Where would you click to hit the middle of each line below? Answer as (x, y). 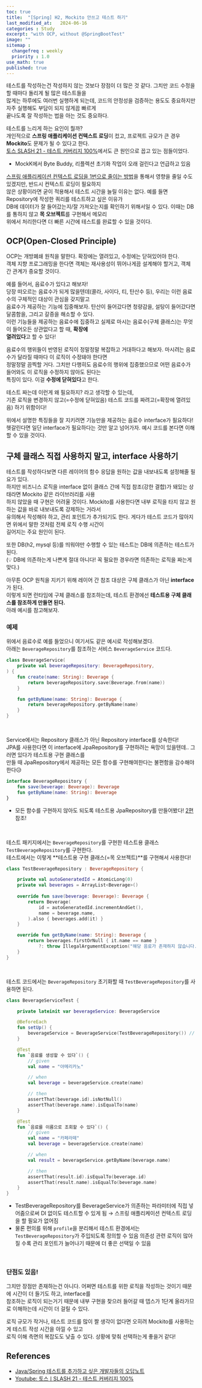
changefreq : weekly (37, 51)
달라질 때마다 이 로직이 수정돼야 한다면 (62, 357)
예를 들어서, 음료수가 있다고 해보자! (47, 284)
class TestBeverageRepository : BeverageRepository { (75, 869)
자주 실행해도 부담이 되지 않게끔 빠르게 (51, 108)
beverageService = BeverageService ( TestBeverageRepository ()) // (112, 1033)
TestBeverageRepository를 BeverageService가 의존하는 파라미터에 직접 (101, 1206)
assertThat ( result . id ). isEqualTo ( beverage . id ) (87, 1177)
